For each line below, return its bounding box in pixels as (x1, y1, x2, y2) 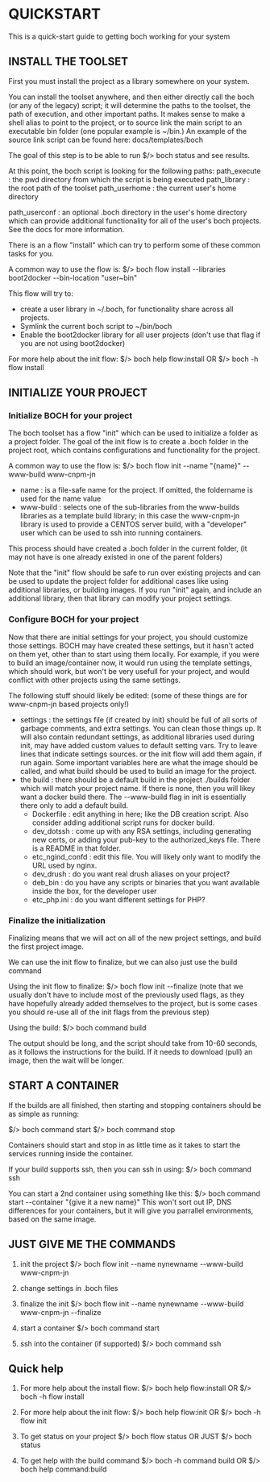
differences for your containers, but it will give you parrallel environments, (8, 1205, 254, 1215)
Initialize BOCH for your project (8, 410, 133, 422)
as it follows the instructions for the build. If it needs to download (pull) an (8, 1047, 253, 1057)
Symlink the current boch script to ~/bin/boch (19, 321, 172, 331)
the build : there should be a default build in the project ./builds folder (19, 775, 251, 785)
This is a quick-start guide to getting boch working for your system (8, 31, 231, 41)
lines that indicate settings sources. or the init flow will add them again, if (19, 749, 263, 759)
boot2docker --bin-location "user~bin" (8, 273, 138, 282)
